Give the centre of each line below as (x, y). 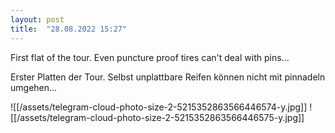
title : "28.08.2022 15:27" (69, 29)
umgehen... (34, 87)
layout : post (37, 19)
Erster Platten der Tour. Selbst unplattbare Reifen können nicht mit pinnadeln (168, 77)
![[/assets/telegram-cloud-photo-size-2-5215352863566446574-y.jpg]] (159, 107)
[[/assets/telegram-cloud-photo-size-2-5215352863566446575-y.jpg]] (157, 117)
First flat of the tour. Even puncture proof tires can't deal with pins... (150, 57)
